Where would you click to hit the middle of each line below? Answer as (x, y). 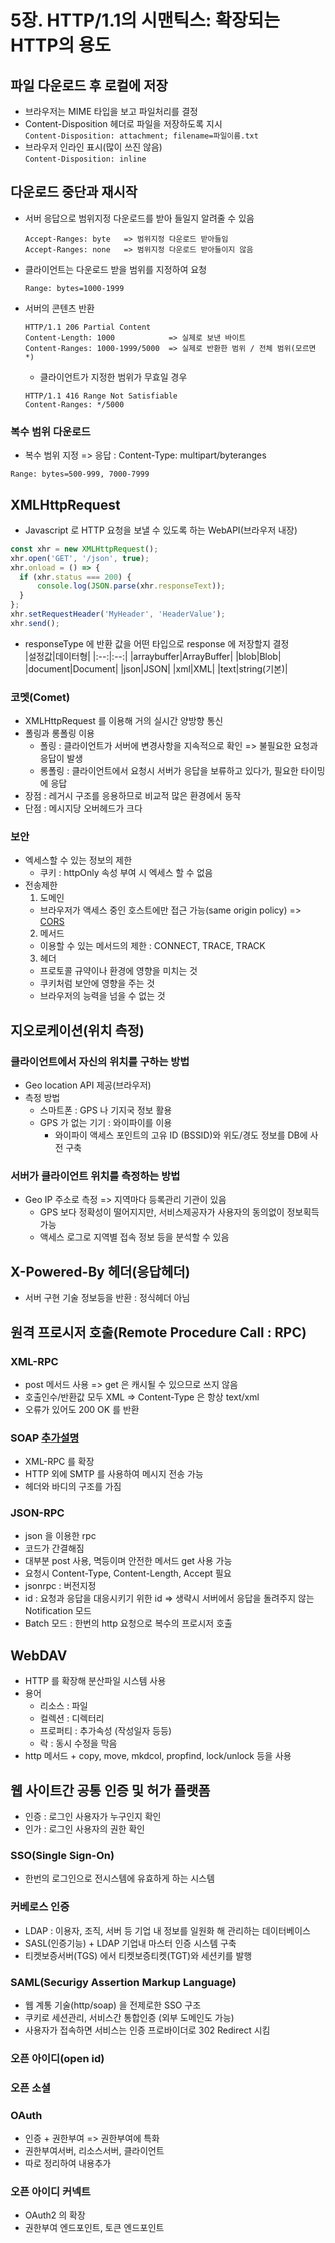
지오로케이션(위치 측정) (77, 1030)
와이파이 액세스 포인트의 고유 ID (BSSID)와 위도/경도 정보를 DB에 (181, 1135)
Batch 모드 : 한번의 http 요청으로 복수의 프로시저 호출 (128, 1623)
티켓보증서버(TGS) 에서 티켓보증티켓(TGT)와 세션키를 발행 (138, 1955)
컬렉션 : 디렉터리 (72, 1718)
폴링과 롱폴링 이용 (59, 733)
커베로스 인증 (40, 1907)
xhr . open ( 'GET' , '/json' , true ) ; (80, 558)
